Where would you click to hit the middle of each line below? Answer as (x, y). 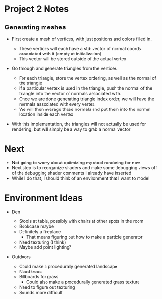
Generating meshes (35, 27)
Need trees (30, 272)
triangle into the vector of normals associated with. (70, 94)
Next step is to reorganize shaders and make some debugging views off (84, 167)
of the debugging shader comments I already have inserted (71, 173)
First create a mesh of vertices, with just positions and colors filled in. (82, 39)
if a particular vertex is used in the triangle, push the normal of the (86, 88)
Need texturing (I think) (42, 242)
